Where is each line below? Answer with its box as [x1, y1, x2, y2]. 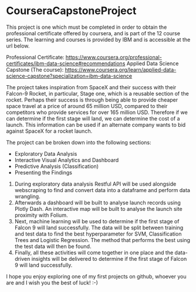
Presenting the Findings [14, 169, 72, 176]
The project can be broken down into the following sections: [6, 139, 151, 146]
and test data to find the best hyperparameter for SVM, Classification [14, 230, 182, 237]
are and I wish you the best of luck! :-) [6, 279, 99, 286]
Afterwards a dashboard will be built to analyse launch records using [14, 199, 181, 206]
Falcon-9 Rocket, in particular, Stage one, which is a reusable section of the [6, 90, 189, 97]
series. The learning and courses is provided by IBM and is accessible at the [6, 36, 191, 43]
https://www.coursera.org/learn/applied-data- [65, 66, 177, 73]
